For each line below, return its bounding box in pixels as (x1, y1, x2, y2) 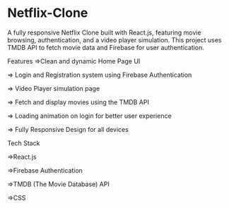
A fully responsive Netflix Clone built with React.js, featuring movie (7, 28, 201, 37)
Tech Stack (7, 139, 40, 147)
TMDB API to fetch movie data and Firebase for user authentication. (7, 43, 205, 51)
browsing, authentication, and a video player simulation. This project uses (7, 35, 222, 44)
